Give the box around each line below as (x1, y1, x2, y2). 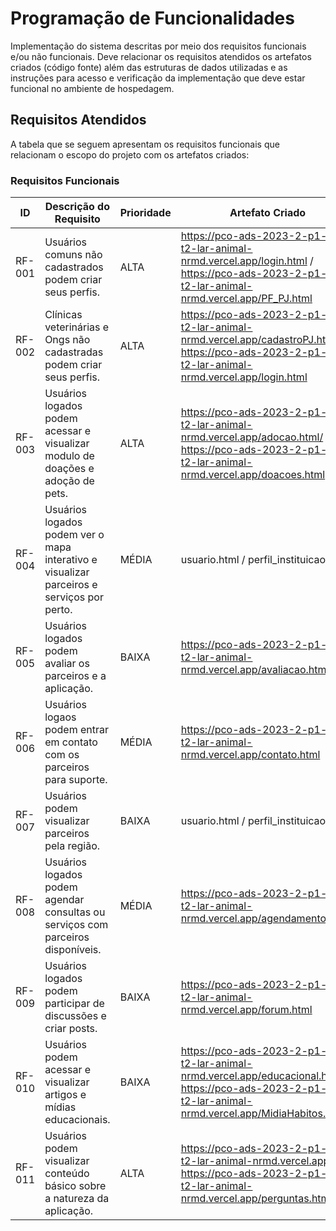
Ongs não (44, 333, 91, 347)
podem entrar (44, 723, 109, 737)
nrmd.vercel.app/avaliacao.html (180, 663, 330, 677)
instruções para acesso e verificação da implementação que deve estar (10, 72, 306, 84)
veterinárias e (44, 320, 110, 334)
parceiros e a (44, 669, 107, 683)
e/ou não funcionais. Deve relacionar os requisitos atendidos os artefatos (10, 50, 312, 62)
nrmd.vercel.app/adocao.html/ (180, 430, 324, 444)
